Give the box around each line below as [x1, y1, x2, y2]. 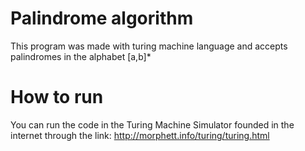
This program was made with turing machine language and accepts [10, 40, 288, 52]
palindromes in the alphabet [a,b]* [10, 50, 152, 62]
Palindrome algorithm [10, 7, 194, 30]
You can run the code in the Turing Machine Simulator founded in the [10, 118, 295, 131]
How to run [10, 86, 104, 109]
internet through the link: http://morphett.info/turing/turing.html [10, 129, 270, 141]
